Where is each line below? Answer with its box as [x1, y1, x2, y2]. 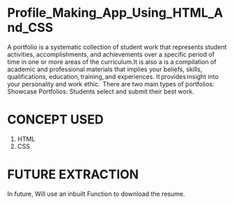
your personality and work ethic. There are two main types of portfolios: [7, 79, 214, 88]
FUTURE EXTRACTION [7, 167, 139, 183]
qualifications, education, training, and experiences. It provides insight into [7, 72, 219, 81]
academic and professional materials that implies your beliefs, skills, [7, 65, 203, 73]
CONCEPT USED [7, 112, 104, 128]
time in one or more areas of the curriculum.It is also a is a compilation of [7, 57, 217, 66]
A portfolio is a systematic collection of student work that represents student [7, 43, 227, 51]
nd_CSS [7, 20, 54, 36]
